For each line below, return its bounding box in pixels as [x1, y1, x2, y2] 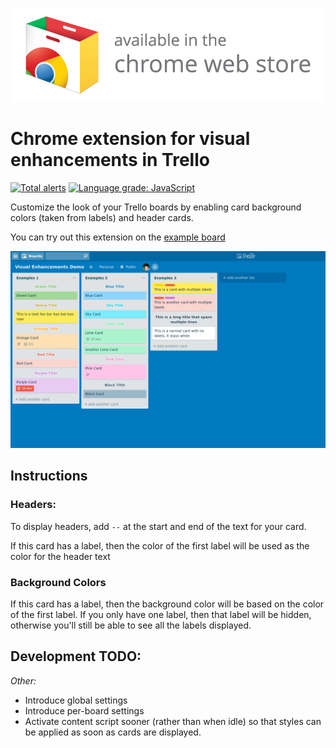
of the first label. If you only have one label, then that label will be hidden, [10, 608, 312, 620]
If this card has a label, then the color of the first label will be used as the [10, 539, 310, 552]
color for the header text [10, 550, 111, 562]
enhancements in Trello [10, 149, 210, 172]
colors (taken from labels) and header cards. [10, 211, 194, 223]
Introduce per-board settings [24, 704, 145, 717]
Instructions [10, 468, 88, 485]
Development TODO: [10, 648, 142, 665]
